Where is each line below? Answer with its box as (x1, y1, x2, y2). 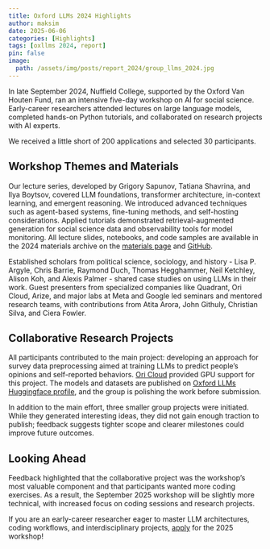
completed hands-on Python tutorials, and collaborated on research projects (8, 112, 263, 122)
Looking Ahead (8, 451, 86, 465)
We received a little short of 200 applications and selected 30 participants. (8, 136, 256, 146)
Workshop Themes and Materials (8, 160, 179, 173)
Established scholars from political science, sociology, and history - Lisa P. (8, 256, 256, 266)
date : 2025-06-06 (8, 27, 67, 35)
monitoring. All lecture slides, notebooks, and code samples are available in (8, 232, 260, 242)
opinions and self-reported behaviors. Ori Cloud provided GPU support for (8, 370, 255, 380)
